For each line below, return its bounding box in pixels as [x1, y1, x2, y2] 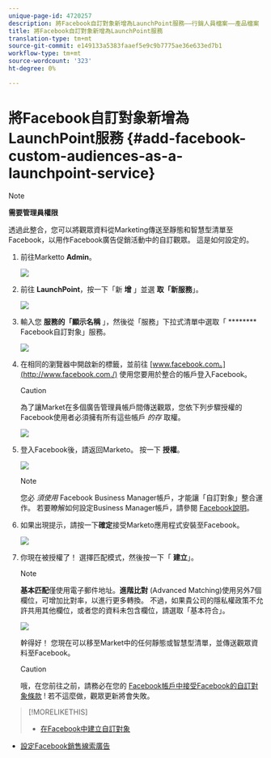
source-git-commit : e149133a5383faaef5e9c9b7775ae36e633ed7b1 [8, 42, 222, 50]
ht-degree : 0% [8, 65, 57, 73]
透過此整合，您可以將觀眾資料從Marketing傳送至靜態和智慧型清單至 [8, 224, 234, 235]
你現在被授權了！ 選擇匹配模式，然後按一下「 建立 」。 [19, 552, 198, 562]
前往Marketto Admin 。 [19, 252, 96, 261]
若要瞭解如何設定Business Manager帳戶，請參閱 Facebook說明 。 [36, 502, 254, 512]
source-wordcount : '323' [8, 57, 92, 66]
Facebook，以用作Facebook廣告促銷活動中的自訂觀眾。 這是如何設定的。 [8, 235, 253, 244]
